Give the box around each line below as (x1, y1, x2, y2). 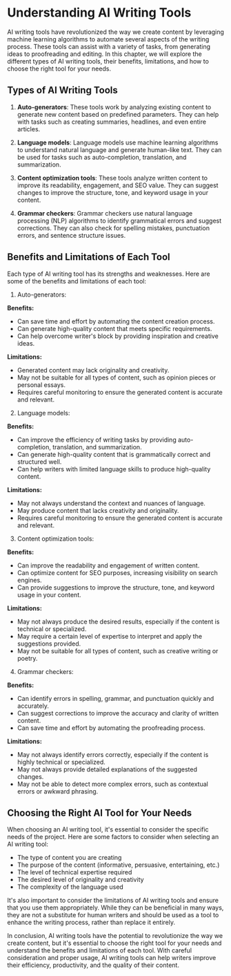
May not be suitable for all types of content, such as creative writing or (17, 646, 219, 655)
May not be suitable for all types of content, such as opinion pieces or (17, 373, 216, 382)
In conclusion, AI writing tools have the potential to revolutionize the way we (7, 932, 223, 940)
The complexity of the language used (17, 883, 124, 891)
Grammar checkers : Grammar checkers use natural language (17, 209, 193, 217)
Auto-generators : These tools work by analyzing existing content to (17, 102, 212, 111)
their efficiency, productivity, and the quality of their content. (7, 961, 179, 969)
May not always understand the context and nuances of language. (17, 499, 205, 507)
